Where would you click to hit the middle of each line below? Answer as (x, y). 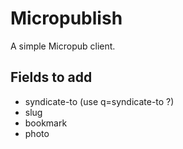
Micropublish (66, 18)
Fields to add (51, 77)
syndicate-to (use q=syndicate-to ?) (99, 101)
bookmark (46, 123)
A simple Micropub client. (63, 46)
